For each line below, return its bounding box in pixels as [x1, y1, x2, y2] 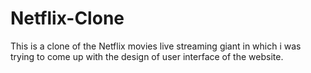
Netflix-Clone [10, 7, 125, 30]
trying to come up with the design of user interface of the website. [10, 50, 284, 62]
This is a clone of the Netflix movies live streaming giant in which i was [10, 40, 302, 52]
